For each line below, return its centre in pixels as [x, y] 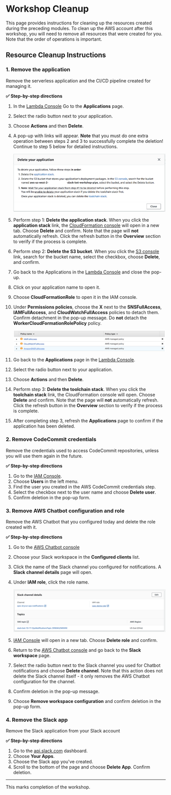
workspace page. [32, 656]
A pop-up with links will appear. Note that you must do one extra [81, 136]
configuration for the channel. [44, 682]
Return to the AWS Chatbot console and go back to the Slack [77, 650]
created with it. [21, 527]
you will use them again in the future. [44, 456]
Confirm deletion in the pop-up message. [56, 691]
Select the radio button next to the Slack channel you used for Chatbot [87, 665]
